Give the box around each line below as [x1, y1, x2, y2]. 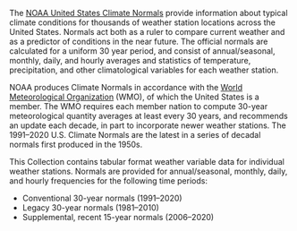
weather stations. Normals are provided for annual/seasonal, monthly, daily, [9, 166, 288, 176]
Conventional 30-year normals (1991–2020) [21, 192, 182, 203]
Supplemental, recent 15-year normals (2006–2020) [21, 212, 215, 222]
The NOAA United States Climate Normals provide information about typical [9, 8, 288, 18]
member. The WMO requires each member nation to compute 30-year [9, 101, 268, 111]
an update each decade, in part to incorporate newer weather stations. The [9, 120, 286, 131]
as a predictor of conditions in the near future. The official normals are [9, 36, 268, 47]
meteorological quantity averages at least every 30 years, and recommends [9, 111, 288, 121]
